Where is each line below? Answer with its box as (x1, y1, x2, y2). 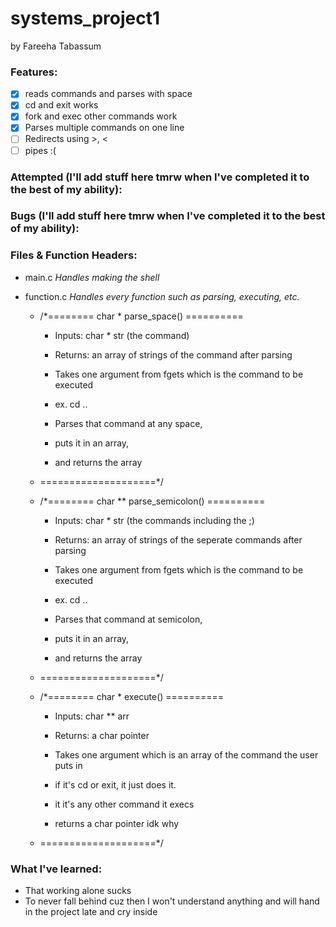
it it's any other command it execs (54, 798, 195, 810)
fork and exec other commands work (24, 110, 178, 122)
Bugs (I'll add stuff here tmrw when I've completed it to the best (10, 209, 326, 223)
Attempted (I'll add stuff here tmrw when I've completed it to (10, 170, 310, 184)
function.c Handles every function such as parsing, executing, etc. (24, 290, 300, 302)
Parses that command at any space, (54, 417, 203, 429)
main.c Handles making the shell (24, 271, 160, 283)
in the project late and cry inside (24, 906, 158, 918)
